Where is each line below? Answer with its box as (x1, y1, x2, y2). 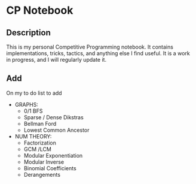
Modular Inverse (23, 158, 65, 165)
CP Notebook (6, 4, 73, 17)
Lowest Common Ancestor (23, 126, 90, 134)
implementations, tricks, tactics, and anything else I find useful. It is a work (6, 50, 190, 57)
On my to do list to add (6, 89, 62, 96)
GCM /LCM (23, 145, 52, 153)
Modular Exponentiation (23, 152, 83, 159)
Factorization (23, 139, 57, 146)
